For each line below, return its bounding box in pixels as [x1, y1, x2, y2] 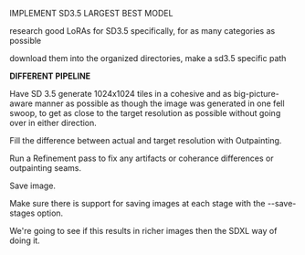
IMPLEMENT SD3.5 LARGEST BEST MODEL [9, 8, 174, 18]
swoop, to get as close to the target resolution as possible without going [9, 108, 281, 118]
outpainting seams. [9, 163, 82, 173]
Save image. [9, 180, 57, 191]
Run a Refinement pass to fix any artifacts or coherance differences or [9, 153, 274, 164]
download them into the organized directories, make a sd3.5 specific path [9, 53, 287, 63]
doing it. [9, 235, 41, 246]
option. [36, 207, 64, 218]
